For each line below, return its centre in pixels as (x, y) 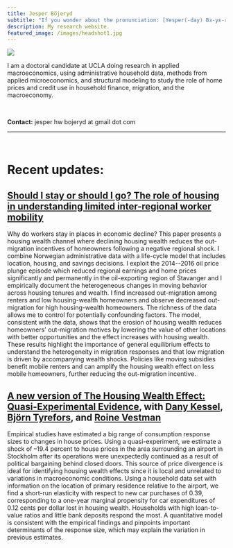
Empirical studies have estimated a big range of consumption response (109, 434)
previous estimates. (35, 538)
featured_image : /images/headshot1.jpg (65, 33)
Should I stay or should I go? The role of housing (113, 195)
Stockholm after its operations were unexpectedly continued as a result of (113, 456)
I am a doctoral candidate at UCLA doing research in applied (93, 66)
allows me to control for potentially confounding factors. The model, (104, 315)
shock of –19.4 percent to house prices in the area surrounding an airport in (115, 449)
